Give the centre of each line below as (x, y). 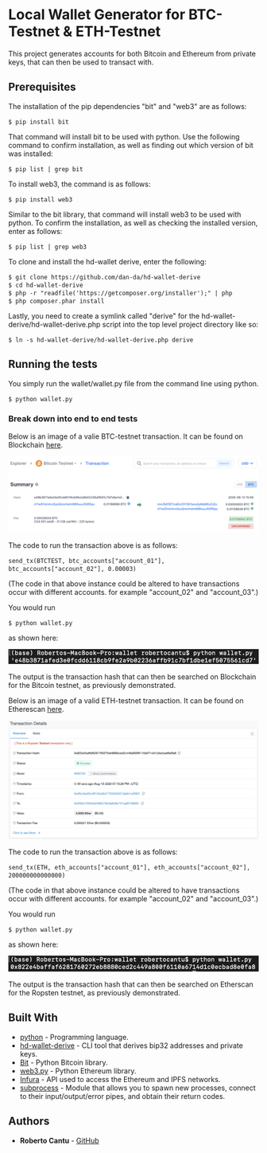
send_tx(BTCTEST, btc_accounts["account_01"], (87, 561)
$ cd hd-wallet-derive (46, 285)
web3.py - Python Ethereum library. (78, 1071)
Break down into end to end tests (73, 419)
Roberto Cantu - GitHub (59, 1140)
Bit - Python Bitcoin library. (64, 1062)
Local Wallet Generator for (97, 15)
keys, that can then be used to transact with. (81, 62)
